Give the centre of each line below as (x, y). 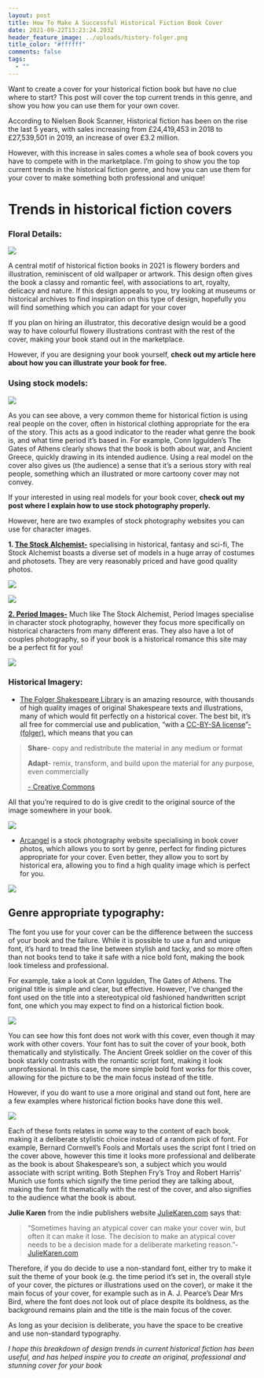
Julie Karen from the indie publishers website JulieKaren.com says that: (125, 1212)
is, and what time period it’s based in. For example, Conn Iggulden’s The (125, 440)
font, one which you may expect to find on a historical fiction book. (116, 1005)
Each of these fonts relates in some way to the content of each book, (120, 1131)
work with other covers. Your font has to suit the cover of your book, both (127, 1044)
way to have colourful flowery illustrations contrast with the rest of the (122, 331)
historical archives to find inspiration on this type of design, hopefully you (127, 299)
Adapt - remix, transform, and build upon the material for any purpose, (141, 763)
